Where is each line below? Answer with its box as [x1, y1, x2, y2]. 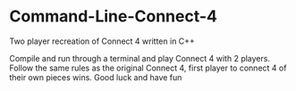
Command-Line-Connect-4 [9, 6, 217, 27]
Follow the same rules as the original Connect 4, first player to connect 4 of [9, 62, 287, 73]
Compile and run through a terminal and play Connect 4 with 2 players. [9, 53, 271, 63]
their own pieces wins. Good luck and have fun [9, 71, 182, 82]
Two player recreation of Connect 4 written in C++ [9, 36, 195, 46]
